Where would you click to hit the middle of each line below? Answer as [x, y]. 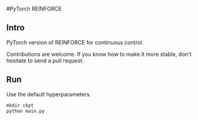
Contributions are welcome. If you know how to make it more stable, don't [99, 54]
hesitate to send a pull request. [45, 61]
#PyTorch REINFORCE [34, 9]
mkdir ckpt [20, 105]
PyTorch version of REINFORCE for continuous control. [75, 42]
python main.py [26, 111]
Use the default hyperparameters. [49, 94]
